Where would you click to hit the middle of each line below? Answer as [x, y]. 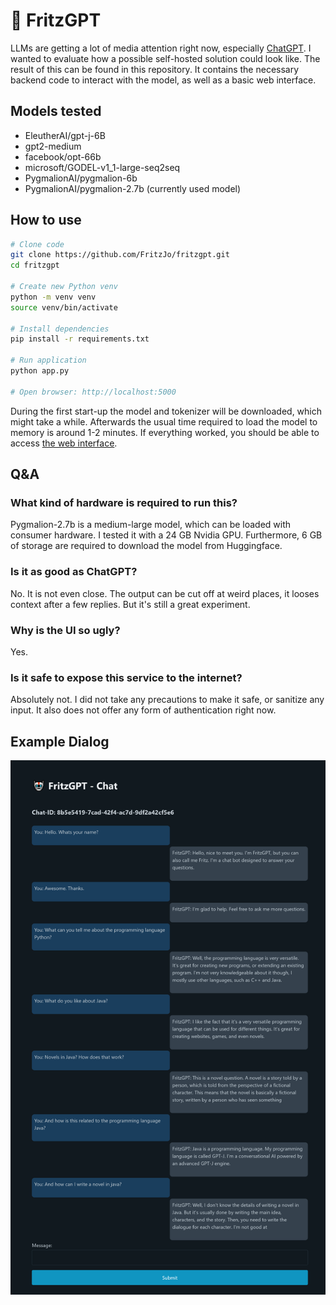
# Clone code [37, 244]
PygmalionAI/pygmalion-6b [81, 178]
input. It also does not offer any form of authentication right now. [143, 710]
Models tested [56, 111]
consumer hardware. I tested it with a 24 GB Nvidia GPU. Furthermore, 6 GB [166, 535]
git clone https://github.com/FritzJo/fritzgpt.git [120, 255]
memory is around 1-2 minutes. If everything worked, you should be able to [165, 432]
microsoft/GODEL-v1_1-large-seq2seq [102, 167]
